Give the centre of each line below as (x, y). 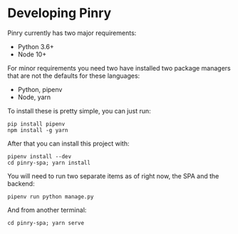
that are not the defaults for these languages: (74, 76)
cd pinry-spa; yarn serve (46, 223)
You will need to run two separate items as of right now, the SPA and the (113, 175)
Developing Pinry (59, 13)
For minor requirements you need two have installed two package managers (119, 68)
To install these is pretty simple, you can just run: (79, 111)
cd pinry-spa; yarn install (49, 163)
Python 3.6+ (36, 46)
